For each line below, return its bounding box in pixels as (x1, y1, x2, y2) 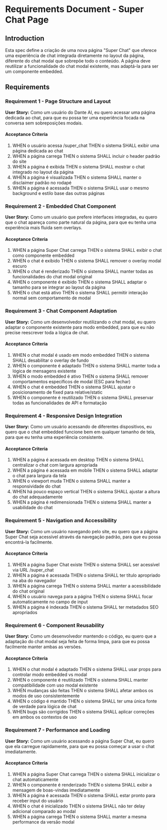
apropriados (12, 609, 38, 615)
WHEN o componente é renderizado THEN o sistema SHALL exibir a (12, 782, 152, 788)
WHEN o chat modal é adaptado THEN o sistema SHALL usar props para (12, 666, 162, 673)
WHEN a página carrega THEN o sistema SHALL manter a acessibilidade (12, 583, 161, 589)
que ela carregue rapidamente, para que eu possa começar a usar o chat (5, 743, 155, 749)
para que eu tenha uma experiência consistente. (5, 434, 104, 440)
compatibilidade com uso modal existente (12, 682, 98, 688)
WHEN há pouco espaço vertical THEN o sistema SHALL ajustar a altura (12, 489, 160, 495)
